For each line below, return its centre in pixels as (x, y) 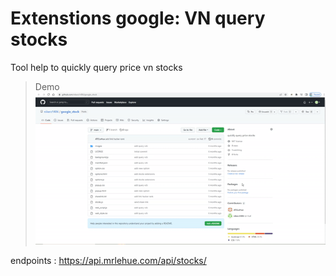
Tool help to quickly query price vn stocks (96, 67)
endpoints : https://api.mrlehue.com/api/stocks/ (108, 261)
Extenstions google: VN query (138, 18)
